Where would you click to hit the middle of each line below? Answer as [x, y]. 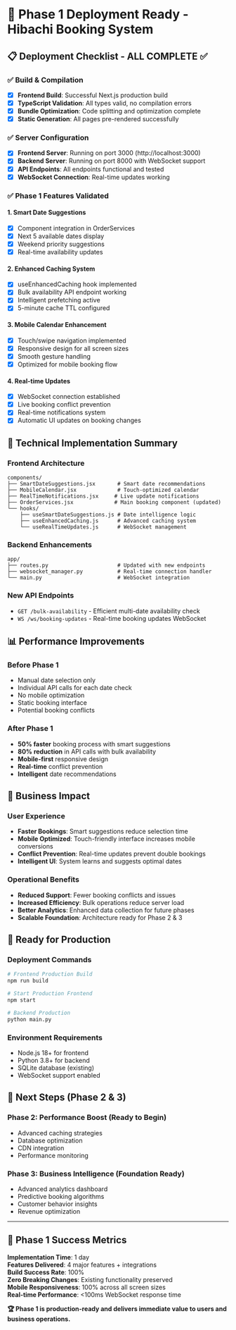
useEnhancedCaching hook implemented [77, 284]
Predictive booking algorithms [61, 1196]
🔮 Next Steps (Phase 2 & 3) [67, 1098]
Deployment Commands [50, 959]
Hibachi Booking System [80, 29]
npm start [22, 1000]
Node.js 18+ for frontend [53, 1052]
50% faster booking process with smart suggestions [94, 744]
